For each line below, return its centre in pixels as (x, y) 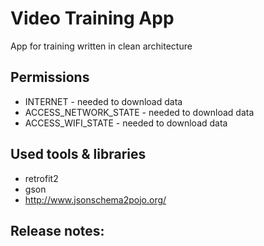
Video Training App (92, 18)
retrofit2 (41, 178)
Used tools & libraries (78, 154)
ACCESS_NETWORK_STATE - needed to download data (139, 112)
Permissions (50, 77)
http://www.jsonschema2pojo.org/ (95, 199)
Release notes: (57, 230)
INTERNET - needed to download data (103, 101)
